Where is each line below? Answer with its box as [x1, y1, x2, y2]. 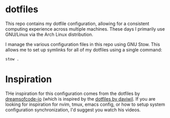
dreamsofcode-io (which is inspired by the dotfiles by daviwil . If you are [5, 96, 156, 102]
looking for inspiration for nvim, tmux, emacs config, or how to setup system [5, 101, 165, 107]
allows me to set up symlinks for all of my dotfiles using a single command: [5, 46, 162, 53]
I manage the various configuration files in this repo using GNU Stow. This [5, 41, 160, 47]
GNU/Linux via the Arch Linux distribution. [5, 31, 93, 37]
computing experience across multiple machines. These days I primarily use [5, 26, 165, 32]
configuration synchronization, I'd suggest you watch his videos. [5, 106, 141, 113]
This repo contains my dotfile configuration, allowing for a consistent [5, 20, 150, 27]
